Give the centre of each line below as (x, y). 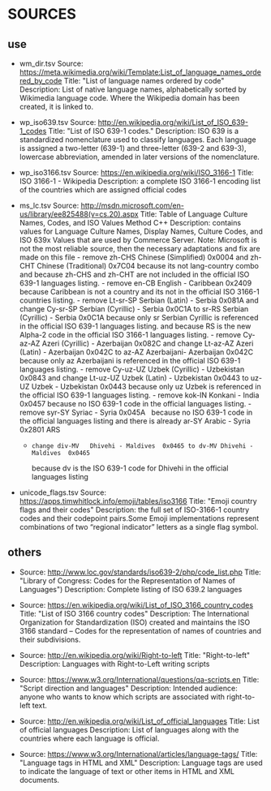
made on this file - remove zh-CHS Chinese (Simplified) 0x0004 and (134, 257)
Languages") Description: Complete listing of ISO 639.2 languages (131, 589)
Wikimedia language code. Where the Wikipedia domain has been (129, 98)
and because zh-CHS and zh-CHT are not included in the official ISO (134, 274)
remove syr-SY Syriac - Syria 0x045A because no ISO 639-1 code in (136, 412)
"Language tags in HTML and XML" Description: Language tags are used (141, 763)
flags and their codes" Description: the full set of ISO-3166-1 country (134, 509)
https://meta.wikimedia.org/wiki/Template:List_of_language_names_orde (140, 72)
